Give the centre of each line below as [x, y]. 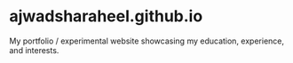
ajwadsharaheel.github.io [106, 16]
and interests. [34, 50]
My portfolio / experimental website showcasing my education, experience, [147, 41]
